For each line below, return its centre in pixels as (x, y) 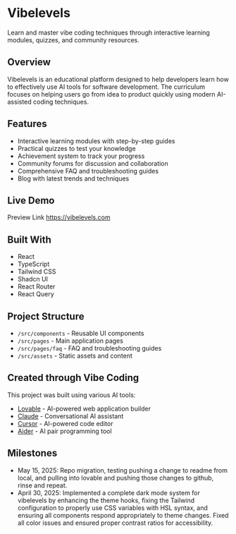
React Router (36, 286)
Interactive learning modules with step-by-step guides (96, 141)
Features (27, 124)
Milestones (32, 453)
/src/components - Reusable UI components (81, 333)
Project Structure (46, 316)
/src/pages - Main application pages (70, 341)
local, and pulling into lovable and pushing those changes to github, (116, 478)
